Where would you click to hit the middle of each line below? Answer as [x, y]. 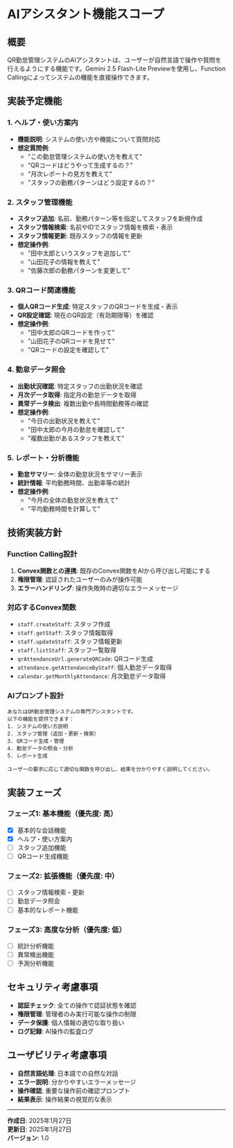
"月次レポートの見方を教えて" [70, 173]
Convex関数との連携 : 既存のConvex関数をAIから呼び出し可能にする [114, 571]
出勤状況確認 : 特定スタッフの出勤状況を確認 [80, 386]
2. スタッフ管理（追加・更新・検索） [53, 734]
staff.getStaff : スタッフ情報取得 [65, 632]
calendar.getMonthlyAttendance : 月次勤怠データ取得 [92, 676]
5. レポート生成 [27, 756]
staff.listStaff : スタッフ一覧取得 [67, 650]
